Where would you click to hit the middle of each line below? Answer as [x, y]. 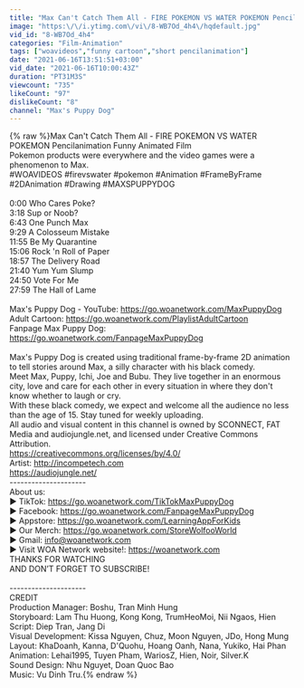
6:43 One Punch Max [49, 223]
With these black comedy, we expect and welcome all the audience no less [149, 406]
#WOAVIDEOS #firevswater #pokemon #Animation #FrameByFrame [136, 175]
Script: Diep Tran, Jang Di [57, 626]
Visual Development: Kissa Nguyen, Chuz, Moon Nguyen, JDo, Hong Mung [149, 636]
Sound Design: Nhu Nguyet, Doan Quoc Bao [92, 665]
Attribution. [30, 444]
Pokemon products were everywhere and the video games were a [132, 156]
